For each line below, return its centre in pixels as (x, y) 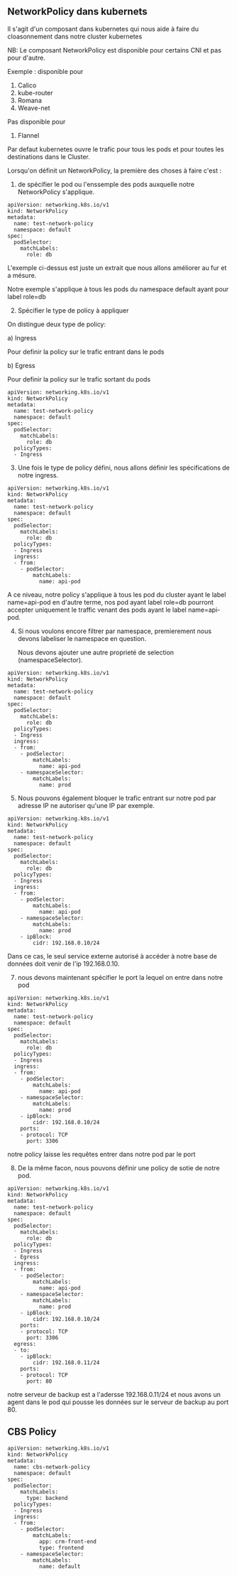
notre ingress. (38, 475)
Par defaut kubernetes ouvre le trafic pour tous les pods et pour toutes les (116, 149)
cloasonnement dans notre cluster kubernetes (75, 36)
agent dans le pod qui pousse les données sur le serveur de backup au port (118, 1402)
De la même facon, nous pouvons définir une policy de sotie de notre (118, 1167)
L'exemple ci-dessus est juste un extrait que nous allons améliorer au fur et (117, 268)
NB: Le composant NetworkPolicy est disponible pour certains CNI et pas (115, 50)
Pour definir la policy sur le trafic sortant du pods (79, 379)
